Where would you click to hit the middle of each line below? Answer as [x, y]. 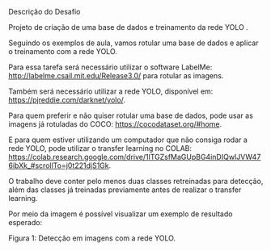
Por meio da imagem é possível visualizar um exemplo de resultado [121, 214]
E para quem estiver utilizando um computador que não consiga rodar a [128, 140]
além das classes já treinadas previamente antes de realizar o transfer [125, 190]
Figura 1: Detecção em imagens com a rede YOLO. [92, 238]
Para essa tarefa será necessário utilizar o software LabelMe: [110, 67]
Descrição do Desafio [44, 12]
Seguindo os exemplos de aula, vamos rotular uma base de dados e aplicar [133, 43]
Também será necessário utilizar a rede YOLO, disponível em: [111, 91]
